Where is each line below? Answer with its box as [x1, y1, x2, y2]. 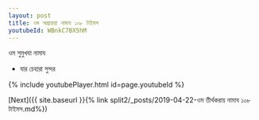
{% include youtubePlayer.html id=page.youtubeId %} [8, 80, 185, 90]
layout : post [8, 11, 52, 20]
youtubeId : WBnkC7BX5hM [8, 26, 87, 34]
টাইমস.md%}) [8, 104, 48, 114]
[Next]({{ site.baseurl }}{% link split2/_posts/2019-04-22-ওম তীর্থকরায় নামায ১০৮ [8, 95, 252, 105]
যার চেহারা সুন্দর [19, 64, 56, 74]
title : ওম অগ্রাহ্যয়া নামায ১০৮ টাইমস [8, 19, 99, 27]
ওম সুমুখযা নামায [8, 48, 46, 58]
